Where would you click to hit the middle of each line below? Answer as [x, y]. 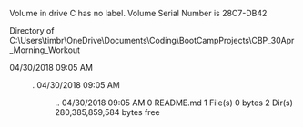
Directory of [32, 30]
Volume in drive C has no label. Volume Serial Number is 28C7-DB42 [138, 13]
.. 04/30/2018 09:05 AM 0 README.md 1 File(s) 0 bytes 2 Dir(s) [174, 103]
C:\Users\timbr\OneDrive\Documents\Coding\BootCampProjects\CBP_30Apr [152, 40]
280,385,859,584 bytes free [108, 112]
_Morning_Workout [45, 50]
